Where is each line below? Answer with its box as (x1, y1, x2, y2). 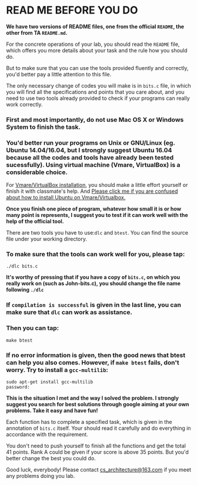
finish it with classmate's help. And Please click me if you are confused (6, 188, 178, 195)
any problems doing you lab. (6, 472, 75, 479)
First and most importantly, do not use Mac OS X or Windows (6, 115, 184, 123)
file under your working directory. (6, 236, 87, 243)
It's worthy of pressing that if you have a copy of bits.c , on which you (6, 274, 181, 281)
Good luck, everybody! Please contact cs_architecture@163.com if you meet (6, 466, 191, 473)
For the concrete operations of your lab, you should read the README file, (6, 41, 180, 48)
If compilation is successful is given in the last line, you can (6, 301, 181, 309)
